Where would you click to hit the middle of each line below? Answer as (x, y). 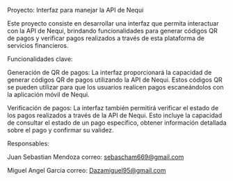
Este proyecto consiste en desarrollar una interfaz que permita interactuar (113, 23)
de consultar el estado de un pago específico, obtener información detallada (117, 123)
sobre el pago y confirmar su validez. (61, 130)
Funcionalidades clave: (40, 59)
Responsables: (29, 144)
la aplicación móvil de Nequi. (49, 94)
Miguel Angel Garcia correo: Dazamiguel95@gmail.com (87, 170)
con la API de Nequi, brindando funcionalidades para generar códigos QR (112, 31)
